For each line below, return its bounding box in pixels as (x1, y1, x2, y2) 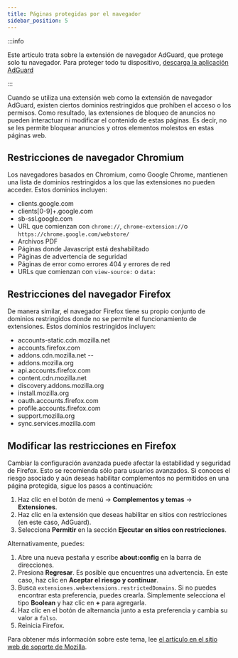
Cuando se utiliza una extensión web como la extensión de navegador (7, 93, 213, 102)
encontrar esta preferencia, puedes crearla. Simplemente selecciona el (17, 590, 226, 599)
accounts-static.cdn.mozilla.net (17, 336, 110, 345)
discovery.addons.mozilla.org (17, 382, 104, 390)
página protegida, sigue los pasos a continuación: (7, 481, 153, 490)
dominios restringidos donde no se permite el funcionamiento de (7, 315, 197, 323)
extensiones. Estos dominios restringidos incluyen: (7, 322, 156, 331)
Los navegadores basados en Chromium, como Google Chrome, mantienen (7, 170, 228, 179)
